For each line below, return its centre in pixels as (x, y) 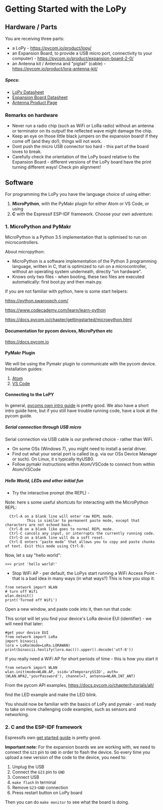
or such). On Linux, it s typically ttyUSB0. (53, 459)
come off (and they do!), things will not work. (57, 141)
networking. (17, 714)
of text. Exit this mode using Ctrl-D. (45, 546)
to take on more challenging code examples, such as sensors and (71, 709)
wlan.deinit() (19, 596)
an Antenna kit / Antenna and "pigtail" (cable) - (59, 64)
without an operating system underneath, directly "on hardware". (77, 272)
